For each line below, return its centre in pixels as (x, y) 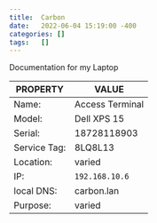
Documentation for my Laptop (64, 68)
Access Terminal (109, 105)
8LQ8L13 (94, 147)
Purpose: (32, 205)
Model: (28, 119)
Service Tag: (40, 147)
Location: (33, 163)
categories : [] (37, 34)
